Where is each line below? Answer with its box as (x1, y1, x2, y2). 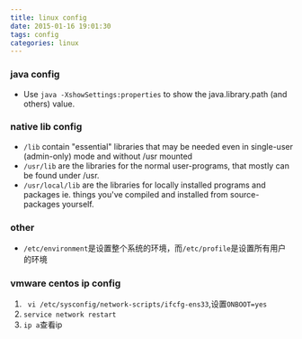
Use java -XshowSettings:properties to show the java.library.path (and (22, 88, 288, 99)
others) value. (22, 98, 75, 109)
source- (229, 188, 260, 199)
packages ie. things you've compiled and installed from (22, 188, 228, 199)
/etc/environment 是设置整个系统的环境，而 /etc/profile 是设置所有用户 (22, 243, 287, 253)
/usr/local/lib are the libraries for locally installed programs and (22, 179, 266, 190)
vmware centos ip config (10, 277, 121, 289)
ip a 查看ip (22, 319, 63, 330)
